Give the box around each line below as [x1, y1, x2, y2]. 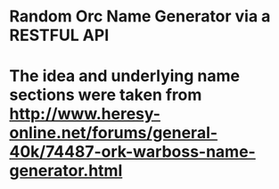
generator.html [9, 160, 123, 181]
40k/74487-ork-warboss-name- [9, 142, 256, 162]
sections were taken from [9, 85, 202, 105]
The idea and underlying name [9, 66, 241, 86]
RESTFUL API [9, 25, 110, 45]
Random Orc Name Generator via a [9, 6, 271, 27]
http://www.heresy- [9, 104, 161, 124]
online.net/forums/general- [9, 123, 218, 144]
